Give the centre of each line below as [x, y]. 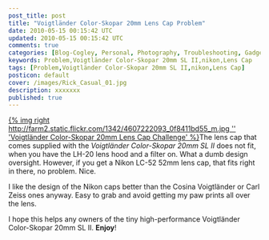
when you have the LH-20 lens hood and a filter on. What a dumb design [128, 154]
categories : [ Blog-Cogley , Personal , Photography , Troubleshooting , [125, 53]
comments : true [34, 46]
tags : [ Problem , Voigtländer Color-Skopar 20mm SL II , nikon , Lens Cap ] [127, 68]
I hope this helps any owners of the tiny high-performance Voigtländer [124, 219]
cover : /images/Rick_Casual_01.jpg [68, 82]
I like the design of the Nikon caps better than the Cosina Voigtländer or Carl [134, 187]
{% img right [29, 120]
